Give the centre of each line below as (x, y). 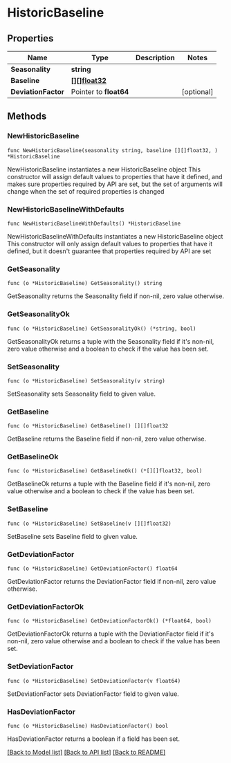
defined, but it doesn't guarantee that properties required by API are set (109, 251)
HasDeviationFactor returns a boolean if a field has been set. (93, 739)
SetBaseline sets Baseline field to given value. (73, 536)
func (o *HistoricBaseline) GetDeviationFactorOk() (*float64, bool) (110, 621)
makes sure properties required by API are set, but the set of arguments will (115, 184)
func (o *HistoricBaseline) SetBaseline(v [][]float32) (89, 524)
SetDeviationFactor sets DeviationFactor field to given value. (93, 694)
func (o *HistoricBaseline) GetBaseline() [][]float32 (88, 426)
